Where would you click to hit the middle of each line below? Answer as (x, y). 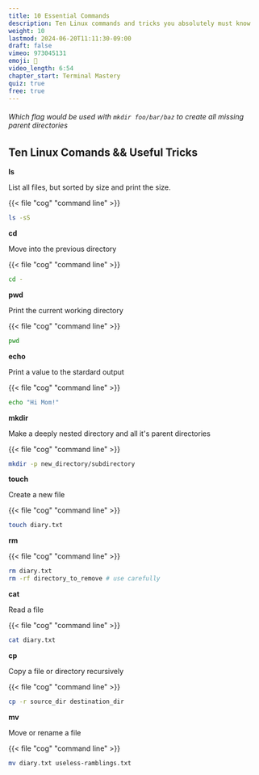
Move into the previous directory (63, 249)
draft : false (30, 46)
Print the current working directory (66, 310)
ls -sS (19, 218)
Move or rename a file (45, 732)
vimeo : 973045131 (38, 53)
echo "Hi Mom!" (34, 402)
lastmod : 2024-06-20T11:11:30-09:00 (70, 38)
